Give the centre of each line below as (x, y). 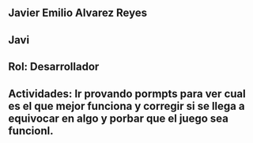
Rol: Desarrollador (54, 67)
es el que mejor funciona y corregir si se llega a (126, 106)
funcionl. (31, 131)
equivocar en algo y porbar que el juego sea (119, 118)
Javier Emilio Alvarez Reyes (78, 13)
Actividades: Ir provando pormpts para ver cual (127, 94)
